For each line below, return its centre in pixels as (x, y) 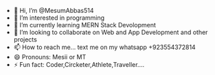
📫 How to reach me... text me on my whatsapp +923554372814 (104, 47)
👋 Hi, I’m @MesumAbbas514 (54, 11)
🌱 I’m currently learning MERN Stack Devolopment (85, 25)
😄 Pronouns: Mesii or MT (50, 57)
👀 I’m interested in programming (59, 18)
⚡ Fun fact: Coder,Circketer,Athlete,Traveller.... (79, 64)
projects (25, 40)
